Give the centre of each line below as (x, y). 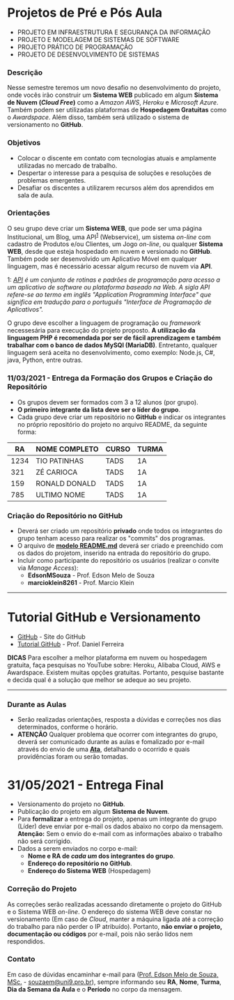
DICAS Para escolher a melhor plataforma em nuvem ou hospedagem (107, 658)
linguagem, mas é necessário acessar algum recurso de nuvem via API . (110, 266)
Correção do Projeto (42, 889)
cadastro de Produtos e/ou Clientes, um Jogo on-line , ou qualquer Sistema (115, 244)
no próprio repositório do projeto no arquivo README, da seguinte (112, 424)
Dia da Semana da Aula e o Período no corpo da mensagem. (95, 989)
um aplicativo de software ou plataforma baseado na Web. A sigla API (109, 287)
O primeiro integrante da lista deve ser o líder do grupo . (99, 409)
